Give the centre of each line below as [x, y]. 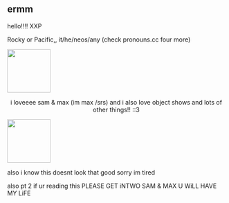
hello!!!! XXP [25, 26]
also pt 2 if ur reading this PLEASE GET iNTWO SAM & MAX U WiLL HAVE [112, 186]
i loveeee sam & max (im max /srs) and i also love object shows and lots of [116, 102]
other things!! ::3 [116, 109]
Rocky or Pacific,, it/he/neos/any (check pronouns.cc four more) [99, 39]
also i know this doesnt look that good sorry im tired [81, 172]
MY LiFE [19, 193]
